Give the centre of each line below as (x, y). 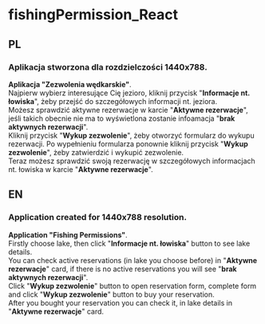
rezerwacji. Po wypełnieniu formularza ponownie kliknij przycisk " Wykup (129, 144)
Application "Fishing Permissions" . (68, 234)
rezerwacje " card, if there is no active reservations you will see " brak (123, 269)
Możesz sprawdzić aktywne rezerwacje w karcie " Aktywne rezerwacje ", (129, 110)
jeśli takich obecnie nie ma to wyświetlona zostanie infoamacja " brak (122, 118)
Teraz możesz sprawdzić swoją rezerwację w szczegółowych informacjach (132, 161)
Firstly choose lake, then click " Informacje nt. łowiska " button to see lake (129, 243)
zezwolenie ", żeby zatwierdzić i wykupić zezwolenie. (96, 152)
